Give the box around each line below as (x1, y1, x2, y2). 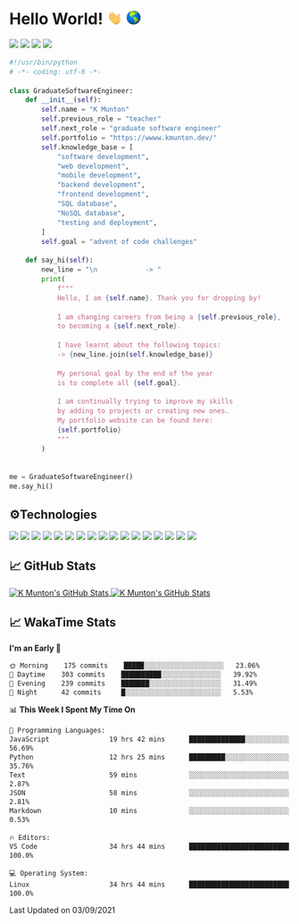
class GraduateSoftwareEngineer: (9, 86, 134, 96)
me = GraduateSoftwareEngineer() (9, 473, 134, 482)
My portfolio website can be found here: (56, 416, 214, 425)
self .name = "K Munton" (41, 105, 129, 114)
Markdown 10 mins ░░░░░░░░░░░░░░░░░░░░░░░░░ (9, 807, 290, 816)
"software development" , (56, 152, 150, 161)
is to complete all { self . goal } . (56, 378, 181, 387)
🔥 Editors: (9, 834, 51, 843)
